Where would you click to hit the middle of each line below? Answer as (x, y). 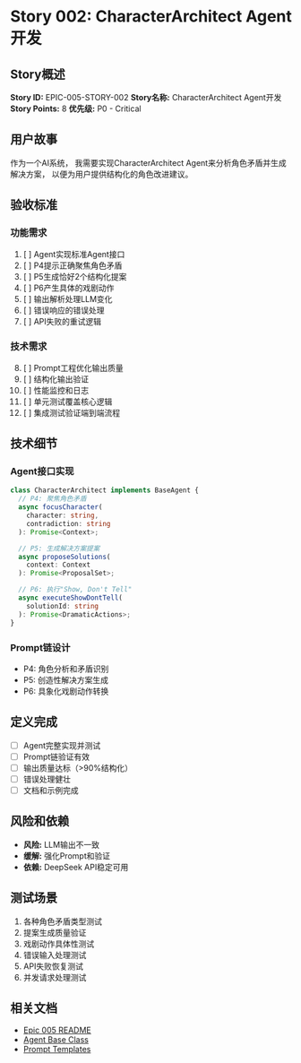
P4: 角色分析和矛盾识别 (66, 669)
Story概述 (38, 74)
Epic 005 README (57, 1030)
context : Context (59, 565)
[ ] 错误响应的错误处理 (64, 310)
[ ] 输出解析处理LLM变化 (68, 298)
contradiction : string (69, 523)
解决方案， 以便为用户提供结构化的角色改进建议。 (102, 174)
